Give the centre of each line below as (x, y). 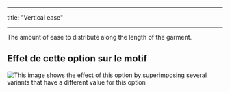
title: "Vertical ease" (35, 17)
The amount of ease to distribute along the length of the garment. (100, 37)
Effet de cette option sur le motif (77, 59)
